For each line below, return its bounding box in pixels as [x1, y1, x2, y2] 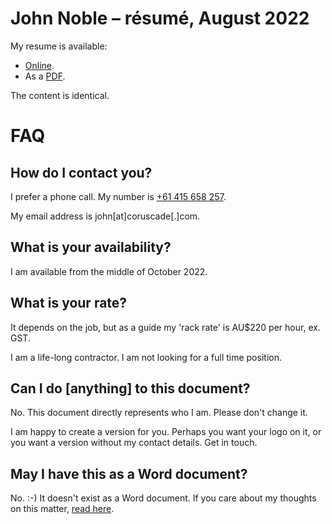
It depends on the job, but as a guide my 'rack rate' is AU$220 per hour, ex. [10, 321, 321, 333]
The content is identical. [10, 89, 110, 101]
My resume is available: [10, 40, 108, 52]
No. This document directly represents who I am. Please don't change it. [10, 407, 308, 419]
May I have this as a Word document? [10, 465, 248, 482]
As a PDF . [24, 70, 66, 82]
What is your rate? [10, 295, 128, 312]
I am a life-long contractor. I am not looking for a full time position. [10, 351, 282, 363]
